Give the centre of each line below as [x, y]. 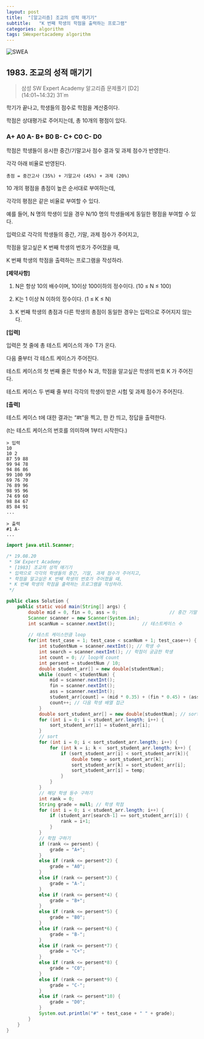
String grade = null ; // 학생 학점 [81, 804]
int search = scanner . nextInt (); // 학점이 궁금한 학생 [106, 652]
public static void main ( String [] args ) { [72, 607]
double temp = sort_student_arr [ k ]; [118, 759]
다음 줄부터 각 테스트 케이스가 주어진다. [53, 358]
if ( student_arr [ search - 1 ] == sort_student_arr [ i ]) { [119, 816]
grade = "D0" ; [67, 1002]
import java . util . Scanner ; [40, 545]
